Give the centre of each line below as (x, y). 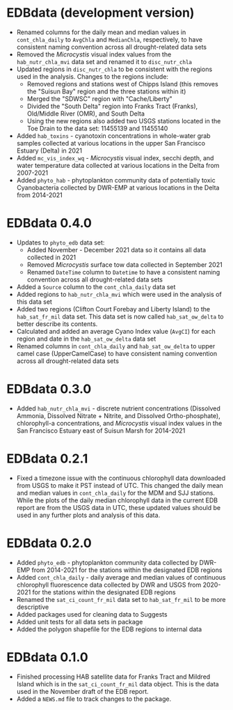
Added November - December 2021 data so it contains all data (116, 249)
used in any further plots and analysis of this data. (88, 515)
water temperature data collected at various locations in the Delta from (118, 165)
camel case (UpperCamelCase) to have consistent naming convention (116, 353)
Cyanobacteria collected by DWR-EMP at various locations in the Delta (118, 187)
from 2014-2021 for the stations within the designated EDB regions (127, 570)
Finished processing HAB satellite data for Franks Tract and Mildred (113, 677)
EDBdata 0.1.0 (47, 657)
